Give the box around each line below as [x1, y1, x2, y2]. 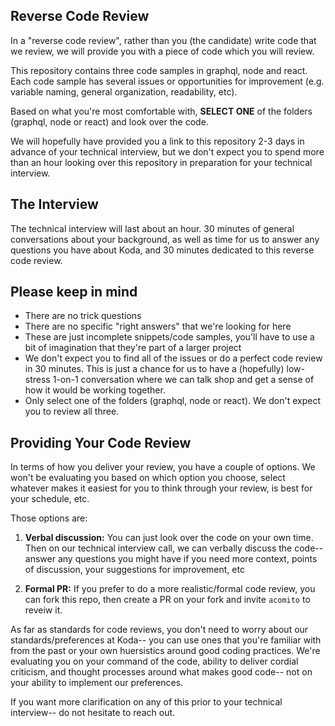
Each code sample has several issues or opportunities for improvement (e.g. [10, 75, 325, 87]
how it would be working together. [24, 384, 166, 396]
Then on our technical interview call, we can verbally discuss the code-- [24, 542, 324, 554]
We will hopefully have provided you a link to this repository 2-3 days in [10, 135, 305, 147]
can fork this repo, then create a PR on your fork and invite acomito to [24, 594, 311, 606]
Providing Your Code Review [10, 434, 192, 451]
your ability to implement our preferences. [10, 677, 184, 689]
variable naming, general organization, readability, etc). [10, 85, 238, 98]
